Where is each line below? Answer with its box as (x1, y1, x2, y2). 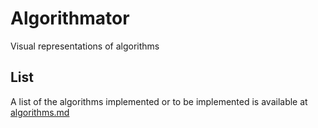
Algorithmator (10, 7, 130, 30)
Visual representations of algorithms (10, 40, 160, 52)
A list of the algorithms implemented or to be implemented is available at (10, 95, 308, 107)
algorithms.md (10, 106, 70, 118)
